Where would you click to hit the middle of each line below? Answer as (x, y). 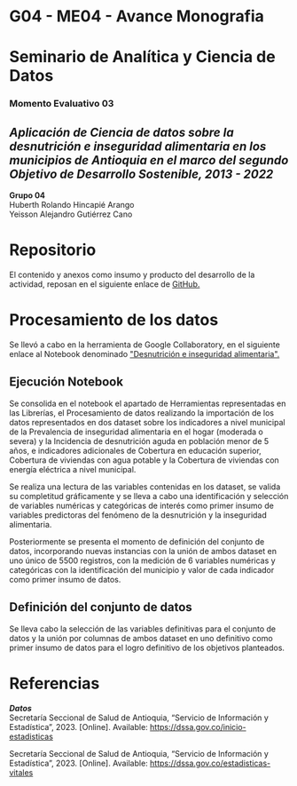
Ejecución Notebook (66, 382)
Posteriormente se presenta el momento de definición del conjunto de (137, 541)
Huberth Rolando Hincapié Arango (72, 205)
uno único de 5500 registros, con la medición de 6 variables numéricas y (143, 560)
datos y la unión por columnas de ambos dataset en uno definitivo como (141, 638)
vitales (21, 772)
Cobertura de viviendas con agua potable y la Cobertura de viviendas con (144, 460)
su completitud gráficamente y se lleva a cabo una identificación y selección (149, 496)
